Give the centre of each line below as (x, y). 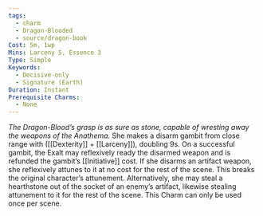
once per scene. (35, 203)
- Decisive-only (42, 75)
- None (26, 104)
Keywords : (25, 68)
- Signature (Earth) (49, 82)
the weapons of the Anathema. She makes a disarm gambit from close (124, 135)
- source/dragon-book (51, 38)
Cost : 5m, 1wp (32, 45)
